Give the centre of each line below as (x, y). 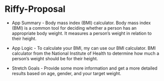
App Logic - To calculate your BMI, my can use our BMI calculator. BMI (84, 48)
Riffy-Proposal (35, 9)
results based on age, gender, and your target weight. (66, 73)
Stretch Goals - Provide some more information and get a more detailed (84, 68)
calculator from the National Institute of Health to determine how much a (85, 53)
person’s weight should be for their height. (55, 58)
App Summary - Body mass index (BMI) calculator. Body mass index (81, 23)
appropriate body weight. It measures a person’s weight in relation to (82, 33)
